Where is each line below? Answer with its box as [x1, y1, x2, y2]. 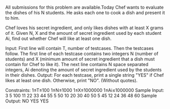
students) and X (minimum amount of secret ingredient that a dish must [5, 56, 155, 62]
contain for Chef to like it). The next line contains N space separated [5, 62, 149, 67]
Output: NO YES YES [5, 98, 49, 104]
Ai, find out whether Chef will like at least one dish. [5, 35, 112, 41]
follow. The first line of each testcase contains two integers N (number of [5, 50, 159, 57]
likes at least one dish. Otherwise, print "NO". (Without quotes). [5, 78, 138, 83]
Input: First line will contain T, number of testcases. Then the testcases [5, 45, 154, 51]
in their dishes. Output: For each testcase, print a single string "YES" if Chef [5, 72, 164, 78]
